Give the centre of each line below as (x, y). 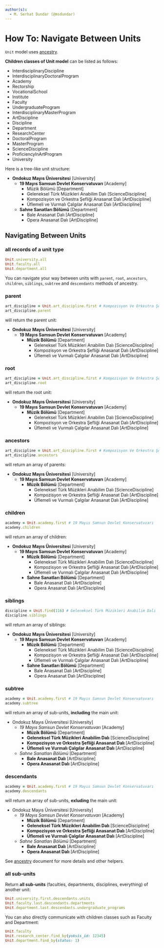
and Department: (22, 922)
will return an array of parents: (35, 464)
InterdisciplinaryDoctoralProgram (45, 76)
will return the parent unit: (31, 320)
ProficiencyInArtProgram (37, 154)
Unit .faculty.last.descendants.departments (50, 903)
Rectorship (23, 87)
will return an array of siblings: (36, 625)
